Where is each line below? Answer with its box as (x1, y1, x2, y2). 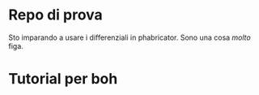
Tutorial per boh (8, 70, 118, 89)
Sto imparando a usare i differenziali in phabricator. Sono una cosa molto (8, 32, 251, 42)
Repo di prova (8, 6, 103, 24)
